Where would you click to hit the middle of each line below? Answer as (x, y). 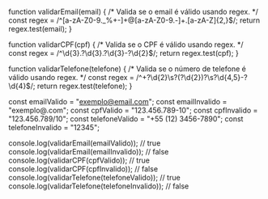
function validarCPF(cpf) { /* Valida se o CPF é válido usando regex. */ (126, 44)
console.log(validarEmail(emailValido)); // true (85, 143)
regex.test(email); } (40, 29)
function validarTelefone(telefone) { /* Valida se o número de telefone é (128, 69)
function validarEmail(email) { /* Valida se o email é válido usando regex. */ (134, 12)
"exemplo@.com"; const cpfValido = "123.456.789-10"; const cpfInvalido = (133, 110)
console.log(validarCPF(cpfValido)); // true (79, 160)
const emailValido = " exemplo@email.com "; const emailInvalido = (118, 102)
